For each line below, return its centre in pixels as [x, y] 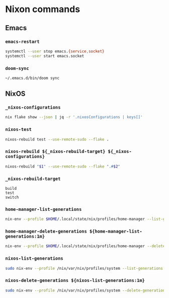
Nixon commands [43, 9]
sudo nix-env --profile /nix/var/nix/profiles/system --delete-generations [86, 290]
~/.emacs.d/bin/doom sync [32, 78]
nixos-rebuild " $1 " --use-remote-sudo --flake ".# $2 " [63, 166]
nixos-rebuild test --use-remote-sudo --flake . [57, 139]
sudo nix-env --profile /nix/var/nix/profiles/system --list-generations [84, 268]
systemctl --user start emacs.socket [45, 56]
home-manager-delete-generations [46, 232]
